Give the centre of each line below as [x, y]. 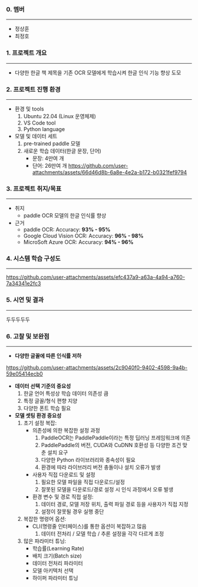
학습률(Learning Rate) [58, 549]
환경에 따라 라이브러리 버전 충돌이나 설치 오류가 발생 [101, 467]
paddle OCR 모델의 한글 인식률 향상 [65, 216]
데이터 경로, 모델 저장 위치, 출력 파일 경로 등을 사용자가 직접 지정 [115, 504]
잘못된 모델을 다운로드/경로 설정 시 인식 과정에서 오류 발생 [107, 490]
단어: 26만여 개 [49, 165]
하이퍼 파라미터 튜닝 [55, 578]
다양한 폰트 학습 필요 [47, 408]
